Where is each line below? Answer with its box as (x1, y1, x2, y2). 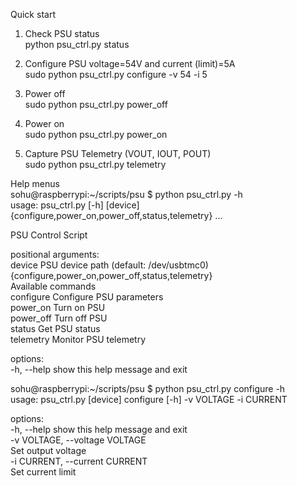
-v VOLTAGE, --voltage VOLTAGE (10, 434, 147, 446)
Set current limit (10, 466, 77, 478)
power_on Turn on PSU (10, 302, 106, 313)
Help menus (10, 178, 60, 189)
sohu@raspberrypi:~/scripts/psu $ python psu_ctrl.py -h (10, 189, 243, 200)
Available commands (10, 280, 97, 292)
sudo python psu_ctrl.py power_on (24, 129, 168, 140)
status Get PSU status (10, 323, 101, 334)
